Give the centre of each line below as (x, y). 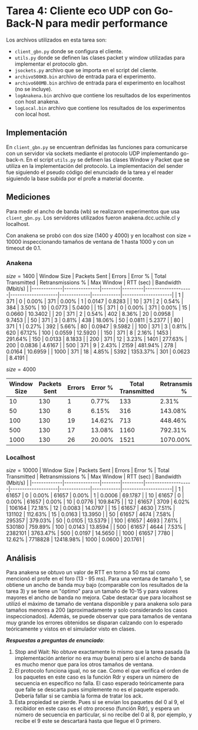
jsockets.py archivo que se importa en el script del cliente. (86, 70)
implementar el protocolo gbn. (51, 64)
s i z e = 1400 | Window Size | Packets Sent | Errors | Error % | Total (86, 276)
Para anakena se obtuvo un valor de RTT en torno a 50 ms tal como (88, 572)
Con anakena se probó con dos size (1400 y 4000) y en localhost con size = (99, 235)
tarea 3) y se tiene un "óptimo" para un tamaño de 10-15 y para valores (92, 591)
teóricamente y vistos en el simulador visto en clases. (71, 629)
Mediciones (28, 197)
